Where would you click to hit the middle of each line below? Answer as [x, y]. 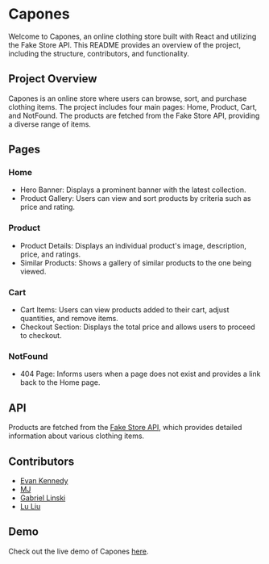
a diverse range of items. [50, 124]
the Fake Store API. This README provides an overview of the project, [125, 44]
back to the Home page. [60, 382]
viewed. [33, 271]
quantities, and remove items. [69, 319]
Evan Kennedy [44, 480]
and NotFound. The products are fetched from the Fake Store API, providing [134, 115]
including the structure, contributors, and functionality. [99, 53]
